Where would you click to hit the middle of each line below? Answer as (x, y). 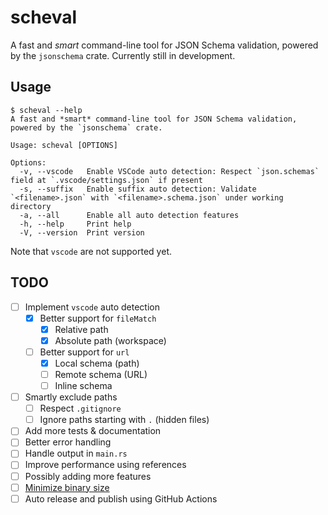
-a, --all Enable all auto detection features (129, 215)
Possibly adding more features (88, 476)
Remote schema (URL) (101, 374)
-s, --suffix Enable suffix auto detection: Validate (138, 189)
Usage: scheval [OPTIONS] (64, 145)
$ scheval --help (46, 110)
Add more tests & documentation (93, 431)
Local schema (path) (97, 363)
